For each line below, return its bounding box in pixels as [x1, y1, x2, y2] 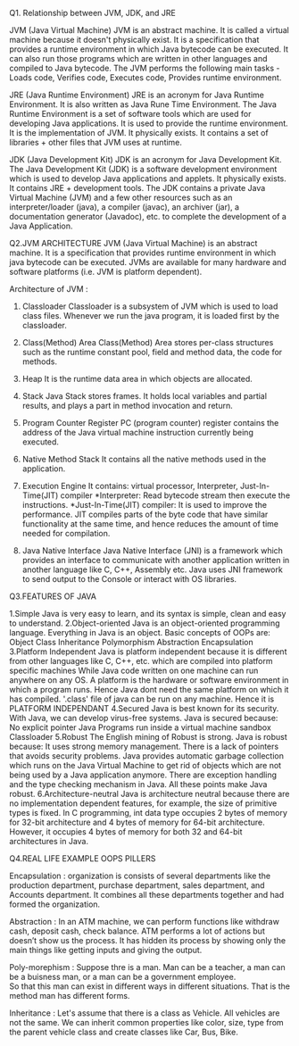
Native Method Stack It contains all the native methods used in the [21, 454, 267, 464]
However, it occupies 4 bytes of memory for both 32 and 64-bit [9, 826, 243, 837]
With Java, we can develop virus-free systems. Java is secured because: [9, 713, 278, 723]
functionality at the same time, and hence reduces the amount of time [21, 519, 279, 529]
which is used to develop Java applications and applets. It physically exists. [9, 173, 287, 184]
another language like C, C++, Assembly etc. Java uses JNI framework [21, 564, 283, 575]
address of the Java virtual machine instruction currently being [21, 428, 254, 437]
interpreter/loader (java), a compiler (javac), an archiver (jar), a [9, 202, 239, 212]
